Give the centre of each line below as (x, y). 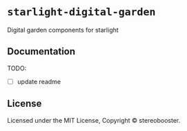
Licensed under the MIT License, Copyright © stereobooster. (94, 120)
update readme (39, 81)
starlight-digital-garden (81, 12)
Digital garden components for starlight (63, 30)
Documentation (41, 51)
